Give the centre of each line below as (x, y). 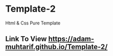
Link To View (26, 39)
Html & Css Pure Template (33, 23)
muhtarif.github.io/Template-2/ (56, 47)
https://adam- (71, 39)
